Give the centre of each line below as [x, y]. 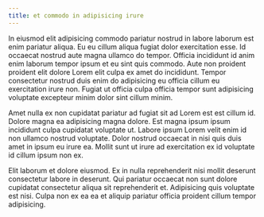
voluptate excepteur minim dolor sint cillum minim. [91, 97]
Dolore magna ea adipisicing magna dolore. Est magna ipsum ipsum [119, 121]
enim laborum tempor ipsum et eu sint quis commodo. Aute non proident [127, 64]
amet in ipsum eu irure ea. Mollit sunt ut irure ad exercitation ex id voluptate [132, 146]
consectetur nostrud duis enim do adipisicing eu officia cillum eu [114, 80]
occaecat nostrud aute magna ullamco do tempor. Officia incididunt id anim [132, 55]
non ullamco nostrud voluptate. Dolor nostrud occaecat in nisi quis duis [125, 138]
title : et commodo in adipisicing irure [76, 15]
